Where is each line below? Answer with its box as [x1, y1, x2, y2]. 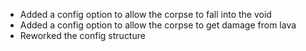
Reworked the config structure [19, 30, 146, 41]
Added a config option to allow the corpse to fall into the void [19, 9, 272, 20]
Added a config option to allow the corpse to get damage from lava [19, 19, 297, 31]
